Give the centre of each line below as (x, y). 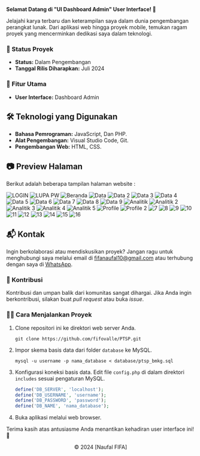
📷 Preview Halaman (44, 166)
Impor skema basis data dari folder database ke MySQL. (84, 350)
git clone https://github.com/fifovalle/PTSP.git (78, 339)
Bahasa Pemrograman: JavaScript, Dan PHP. (71, 134)
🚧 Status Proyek (30, 49)
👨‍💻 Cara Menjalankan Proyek (49, 315)
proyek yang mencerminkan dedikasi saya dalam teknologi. (79, 34)
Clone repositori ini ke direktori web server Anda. (75, 328)
